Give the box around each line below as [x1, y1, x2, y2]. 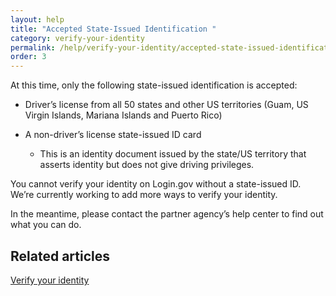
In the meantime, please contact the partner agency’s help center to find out [10, 208, 324, 220]
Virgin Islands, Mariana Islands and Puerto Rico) [24, 109, 223, 121]
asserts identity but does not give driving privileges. [39, 159, 255, 171]
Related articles [10, 247, 110, 265]
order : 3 [10, 52, 47, 62]
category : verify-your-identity [10, 33, 145, 43]
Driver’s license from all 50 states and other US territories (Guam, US [24, 99, 309, 111]
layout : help [10, 14, 65, 25]
